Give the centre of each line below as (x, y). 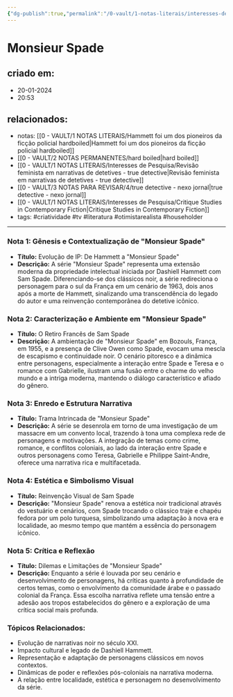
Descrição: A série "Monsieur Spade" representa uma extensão (109, 264)
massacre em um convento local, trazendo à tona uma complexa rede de (121, 433)
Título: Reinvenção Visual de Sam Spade (76, 496)
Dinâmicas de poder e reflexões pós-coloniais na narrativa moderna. (115, 673)
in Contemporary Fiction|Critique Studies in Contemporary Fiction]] (113, 209)
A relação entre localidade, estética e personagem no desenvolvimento (119, 680)
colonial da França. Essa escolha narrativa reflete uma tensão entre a (116, 595)
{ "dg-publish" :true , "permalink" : (55, 14)
